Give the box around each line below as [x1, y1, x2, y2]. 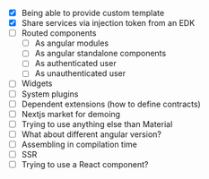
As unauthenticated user [34, 68, 126, 79]
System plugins [21, 89, 79, 99]
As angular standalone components [34, 48, 167, 59]
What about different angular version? [21, 129, 162, 140]
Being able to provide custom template [21, 8, 165, 18]
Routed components [21, 28, 97, 38]
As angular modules [34, 38, 109, 48]
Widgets [21, 78, 53, 89]
